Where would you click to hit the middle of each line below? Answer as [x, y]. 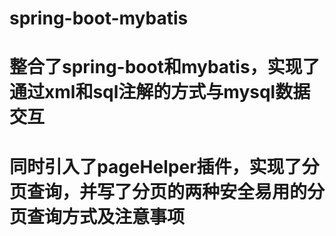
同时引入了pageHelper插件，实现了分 [164, 166]
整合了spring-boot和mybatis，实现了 [165, 67]
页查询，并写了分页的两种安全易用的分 [167, 191]
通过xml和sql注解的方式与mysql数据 [160, 92]
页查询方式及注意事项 [97, 216]
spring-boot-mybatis [99, 18]
